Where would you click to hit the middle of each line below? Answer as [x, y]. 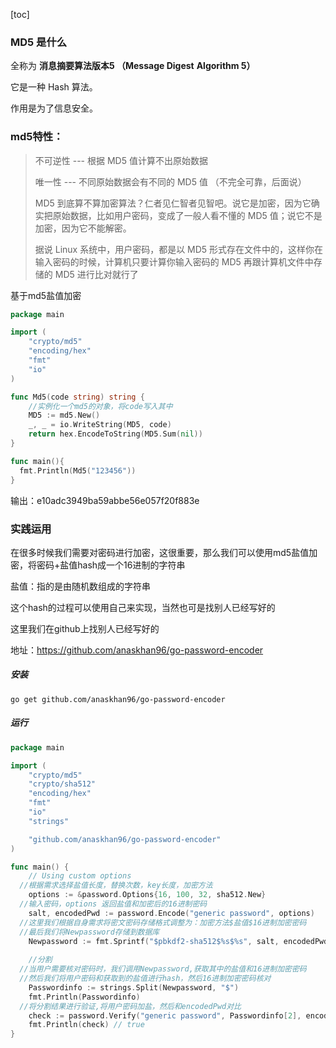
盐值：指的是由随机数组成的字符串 [80, 586]
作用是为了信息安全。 [54, 108]
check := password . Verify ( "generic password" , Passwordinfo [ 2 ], [165, 1015]
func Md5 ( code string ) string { [77, 397]
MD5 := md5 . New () [64, 415]
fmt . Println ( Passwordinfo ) [84, 997]
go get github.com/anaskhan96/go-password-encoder [118, 699]
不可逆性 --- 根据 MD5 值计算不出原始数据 [121, 160]
